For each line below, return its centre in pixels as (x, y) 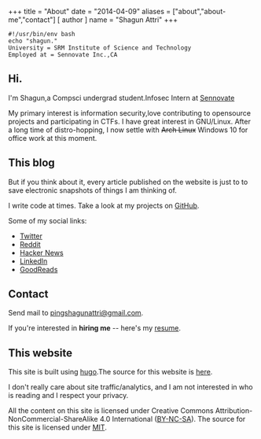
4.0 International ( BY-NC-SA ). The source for (173, 419)
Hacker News (42, 253)
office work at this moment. (53, 138)
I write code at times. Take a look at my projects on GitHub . (104, 205)
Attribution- (234, 411)
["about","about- (199, 11)
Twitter (31, 236)
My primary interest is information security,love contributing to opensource (130, 113)
